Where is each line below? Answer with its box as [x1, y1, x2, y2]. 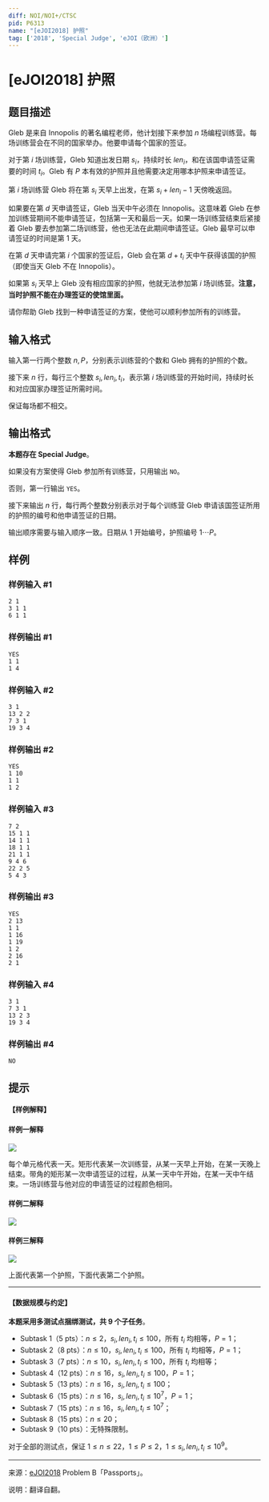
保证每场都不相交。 [8, 401, 72, 411]
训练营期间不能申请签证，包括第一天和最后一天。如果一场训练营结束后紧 [14, 213, 254, 222]
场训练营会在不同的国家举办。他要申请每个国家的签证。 [8, 138, 191, 148]
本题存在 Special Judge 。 [8, 449, 94, 459]
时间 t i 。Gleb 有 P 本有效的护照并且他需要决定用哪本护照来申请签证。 [22, 166, 251, 178]
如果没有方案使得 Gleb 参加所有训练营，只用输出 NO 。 [8, 466, 184, 476]
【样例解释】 [8, 1105, 50, 1115]
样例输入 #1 [8, 579, 52, 590]
